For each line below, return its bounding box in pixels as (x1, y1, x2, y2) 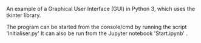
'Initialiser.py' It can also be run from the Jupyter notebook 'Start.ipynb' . (6, 30, 188, 37)
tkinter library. (6, 12, 41, 19)
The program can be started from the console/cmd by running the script (6, 24, 187, 30)
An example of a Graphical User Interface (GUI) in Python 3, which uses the (6, 5, 196, 12)
